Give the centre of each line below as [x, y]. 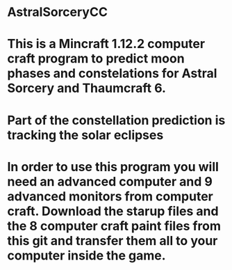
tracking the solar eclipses [85, 135]
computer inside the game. [86, 255]
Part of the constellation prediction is [116, 120]
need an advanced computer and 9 [110, 181]
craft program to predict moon [96, 59]
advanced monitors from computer [110, 196]
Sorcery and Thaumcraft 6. [87, 88]
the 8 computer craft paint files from [114, 226]
